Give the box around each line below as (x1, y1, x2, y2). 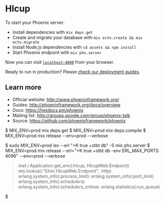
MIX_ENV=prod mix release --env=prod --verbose (5, 133, 108, 139)
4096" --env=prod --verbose (5, 153, 66, 159)
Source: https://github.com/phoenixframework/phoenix (12, 118, 126, 124)
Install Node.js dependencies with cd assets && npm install (12, 44, 137, 50)
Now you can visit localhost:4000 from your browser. (5, 59, 114, 65)
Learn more (5, 83, 42, 92)
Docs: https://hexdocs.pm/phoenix (12, 107, 83, 113)
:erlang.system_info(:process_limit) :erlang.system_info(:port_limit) (17, 173, 154, 179)
